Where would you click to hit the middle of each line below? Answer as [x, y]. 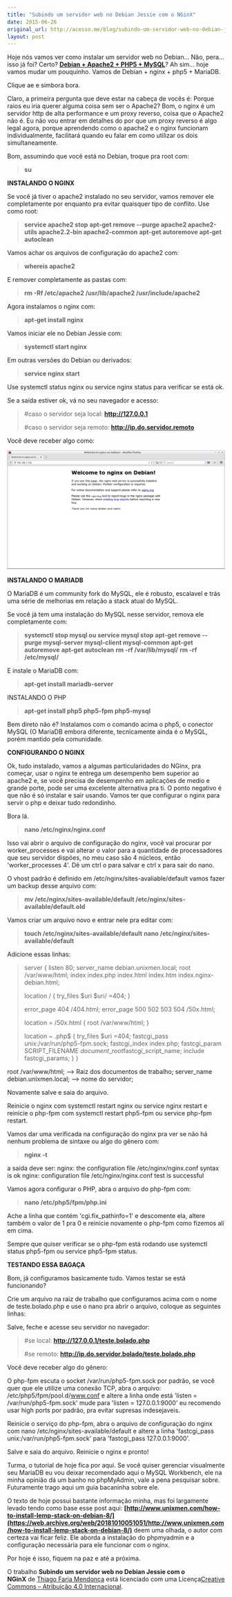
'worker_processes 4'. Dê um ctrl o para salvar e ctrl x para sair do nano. [111, 865]
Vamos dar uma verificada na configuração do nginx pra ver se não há [107, 1134]
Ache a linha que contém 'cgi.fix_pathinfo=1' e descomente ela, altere [106, 1216]
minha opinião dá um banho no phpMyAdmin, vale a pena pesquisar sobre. [114, 1480]
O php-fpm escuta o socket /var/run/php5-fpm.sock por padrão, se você [111, 1381]
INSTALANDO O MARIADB [46, 580]
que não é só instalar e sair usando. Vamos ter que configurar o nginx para [114, 795]
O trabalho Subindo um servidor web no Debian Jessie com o [96, 1572]
